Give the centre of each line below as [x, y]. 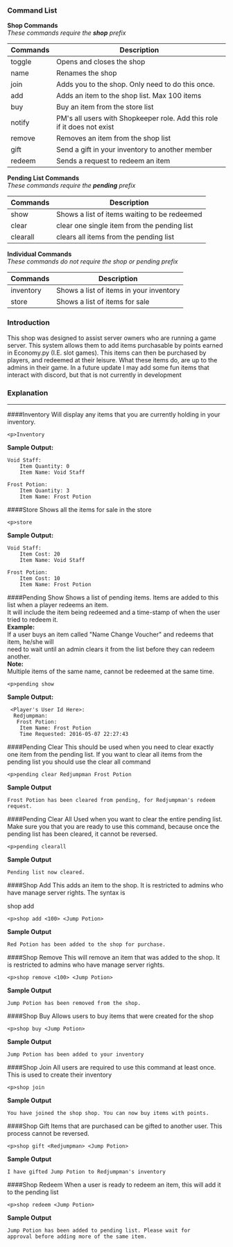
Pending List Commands [43, 178]
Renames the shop [87, 73]
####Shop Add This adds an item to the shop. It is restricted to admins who [115, 885]
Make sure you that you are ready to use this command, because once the [113, 826]
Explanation [28, 393]
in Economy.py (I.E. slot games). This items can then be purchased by [107, 353]
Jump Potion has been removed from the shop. [74, 1003]
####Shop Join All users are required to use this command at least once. [112, 1067]
